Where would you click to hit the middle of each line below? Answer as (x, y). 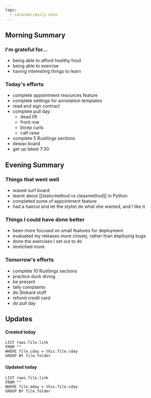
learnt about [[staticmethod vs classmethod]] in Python (70, 196)
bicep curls (32, 127)
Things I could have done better (45, 219)
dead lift (29, 117)
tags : (11, 10)
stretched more (29, 247)
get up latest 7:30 (31, 149)
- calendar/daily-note (34, 15)
